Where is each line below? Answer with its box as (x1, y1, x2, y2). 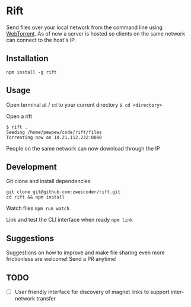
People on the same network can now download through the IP (6, 145, 160, 152)
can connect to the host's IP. (6, 36, 76, 43)
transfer (36, 295, 56, 302)
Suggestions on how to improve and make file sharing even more (6, 249, 165, 256)
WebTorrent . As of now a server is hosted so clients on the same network (6, 30, 186, 37)
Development (6, 162, 58, 172)
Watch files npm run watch (6, 204, 70, 212)
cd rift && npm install (6, 194, 65, 200)
